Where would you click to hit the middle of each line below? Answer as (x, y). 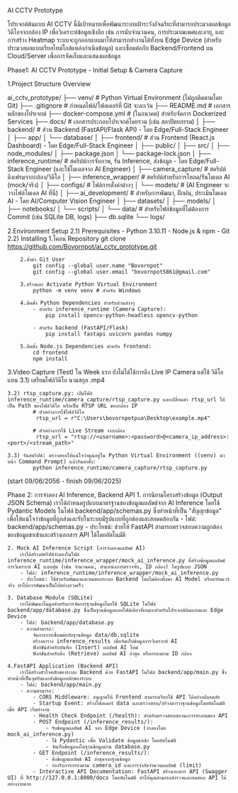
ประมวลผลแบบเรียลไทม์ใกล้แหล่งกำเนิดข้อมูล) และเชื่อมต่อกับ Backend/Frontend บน (110, 48)
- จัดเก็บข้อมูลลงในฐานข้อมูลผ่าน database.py (97, 747)
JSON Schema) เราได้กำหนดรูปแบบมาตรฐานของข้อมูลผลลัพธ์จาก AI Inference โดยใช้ (114, 503)
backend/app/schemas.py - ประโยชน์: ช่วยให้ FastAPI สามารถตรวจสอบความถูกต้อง (115, 527)
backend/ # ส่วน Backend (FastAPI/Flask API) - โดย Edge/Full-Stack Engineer (118, 129)
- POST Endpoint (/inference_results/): (93, 722)
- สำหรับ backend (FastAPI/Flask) (81, 328)
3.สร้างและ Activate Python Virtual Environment (89, 284)
